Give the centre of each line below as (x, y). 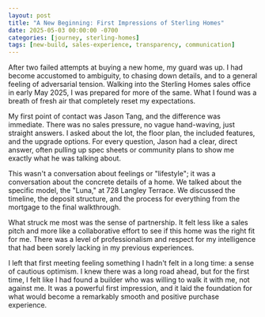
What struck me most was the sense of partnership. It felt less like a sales (128, 223)
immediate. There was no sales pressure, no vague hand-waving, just (121, 125)
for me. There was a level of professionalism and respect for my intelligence (132, 240)
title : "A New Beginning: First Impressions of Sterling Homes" (116, 23)
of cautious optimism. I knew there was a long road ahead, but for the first (129, 272)
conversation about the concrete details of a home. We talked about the (125, 182)
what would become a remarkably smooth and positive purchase (114, 296)
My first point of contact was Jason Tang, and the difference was (115, 116)
